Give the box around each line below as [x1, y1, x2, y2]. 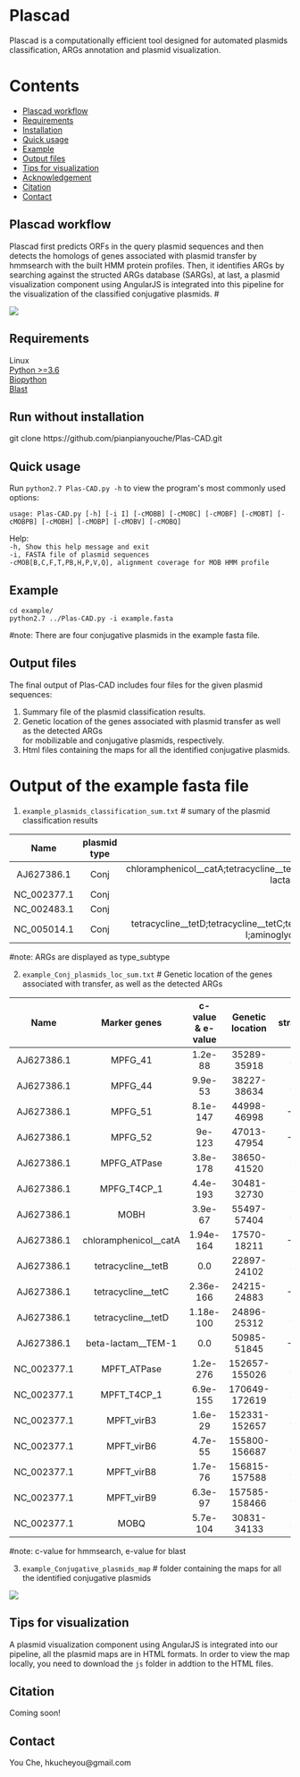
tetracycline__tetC [93, 1286, 170, 1298]
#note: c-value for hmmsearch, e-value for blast [9, 1545, 187, 1556]
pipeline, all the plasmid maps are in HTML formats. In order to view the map [9, 1648, 290, 1659]
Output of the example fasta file [9, 775, 249, 796]
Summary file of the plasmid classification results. [21, 706, 206, 717]
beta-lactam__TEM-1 [86, 1337, 178, 1349]
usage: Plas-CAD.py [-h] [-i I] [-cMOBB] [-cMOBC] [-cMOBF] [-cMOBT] [9, 509, 274, 519]
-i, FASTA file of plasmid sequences [9, 551, 150, 560]
